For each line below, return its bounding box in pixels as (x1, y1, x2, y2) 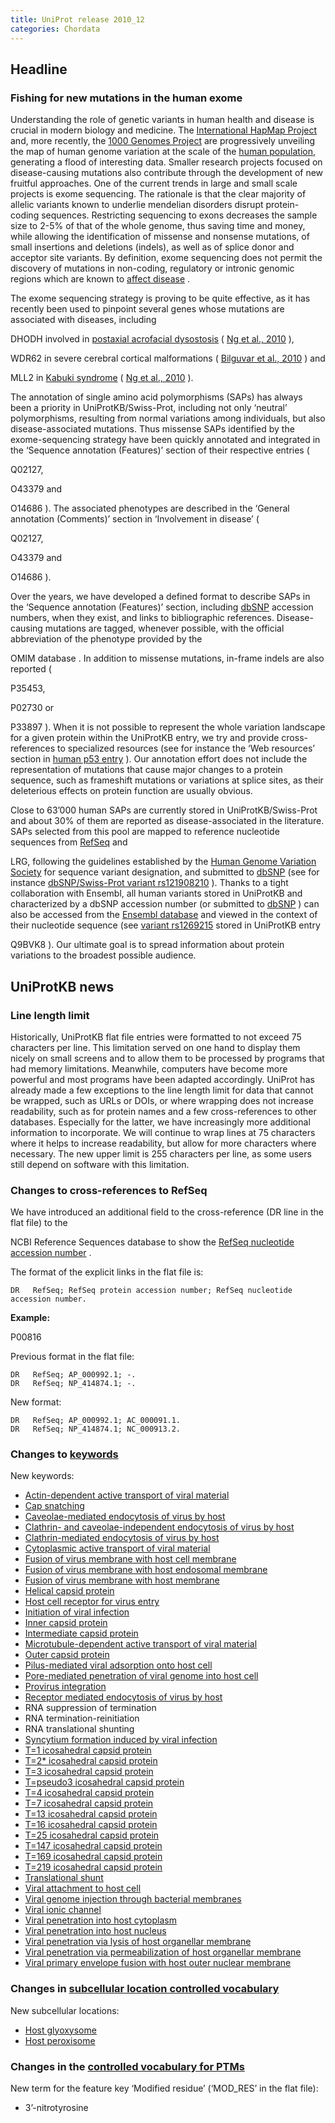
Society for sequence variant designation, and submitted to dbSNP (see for (10, 866, 320, 878)
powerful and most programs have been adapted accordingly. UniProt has (10, 1073, 315, 1085)
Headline (10, 61, 68, 78)
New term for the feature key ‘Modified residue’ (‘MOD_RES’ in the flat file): (10, 2082, 319, 2095)
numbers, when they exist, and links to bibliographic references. (10, 612, 275, 624)
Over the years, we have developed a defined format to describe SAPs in (10, 591, 311, 603)
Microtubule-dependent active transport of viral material (24, 1638, 258, 1650)
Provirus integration (24, 1681, 107, 1693)
